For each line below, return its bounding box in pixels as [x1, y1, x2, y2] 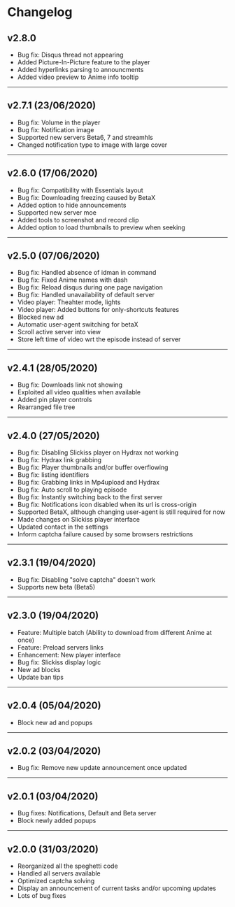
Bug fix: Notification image [17, 125, 94, 134]
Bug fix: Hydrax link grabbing [17, 456, 102, 464]
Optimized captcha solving [17, 876, 95, 885]
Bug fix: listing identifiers [17, 471, 90, 479]
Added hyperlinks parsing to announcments [17, 66, 144, 73]
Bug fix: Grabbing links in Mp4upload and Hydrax [17, 478, 159, 487]
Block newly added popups [17, 816, 97, 825]
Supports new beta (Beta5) [17, 583, 96, 591]
